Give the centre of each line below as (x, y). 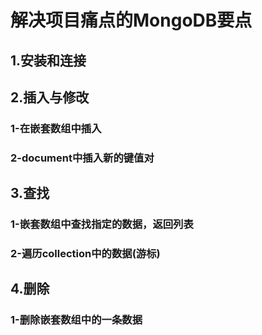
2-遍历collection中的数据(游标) (85, 254)
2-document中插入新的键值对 (82, 158)
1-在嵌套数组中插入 (56, 128)
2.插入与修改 (50, 97)
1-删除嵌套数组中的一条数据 (76, 320)
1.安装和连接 (48, 60)
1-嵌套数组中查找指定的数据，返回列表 (102, 224)
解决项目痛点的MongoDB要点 (131, 20)
